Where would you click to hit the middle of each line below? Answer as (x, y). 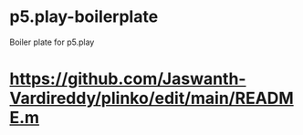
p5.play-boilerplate (84, 17)
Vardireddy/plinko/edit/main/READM (151, 99)
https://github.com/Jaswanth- (128, 79)
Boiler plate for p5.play (52, 42)
